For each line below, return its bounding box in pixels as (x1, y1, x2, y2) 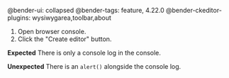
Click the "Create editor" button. (17, 35, 112, 43)
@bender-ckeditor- (165, 6, 222, 14)
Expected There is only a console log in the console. (7, 49, 162, 57)
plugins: (7, 13, 30, 22)
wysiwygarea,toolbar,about (31, 13, 111, 22)
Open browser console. (17, 28, 86, 35)
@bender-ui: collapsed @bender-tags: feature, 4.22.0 (7, 6, 164, 14)
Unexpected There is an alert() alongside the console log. (7, 62, 181, 70)
